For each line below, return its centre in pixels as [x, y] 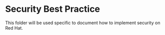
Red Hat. [14, 28]
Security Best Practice [53, 9]
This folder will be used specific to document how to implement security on [83, 23]
